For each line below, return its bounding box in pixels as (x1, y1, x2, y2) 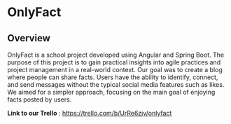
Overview (7, 32, 51, 44)
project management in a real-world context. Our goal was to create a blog (7, 66, 223, 74)
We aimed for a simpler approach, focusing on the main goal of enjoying (7, 88, 216, 96)
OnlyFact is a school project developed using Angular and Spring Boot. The (7, 50, 225, 59)
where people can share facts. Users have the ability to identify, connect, (7, 73, 218, 81)
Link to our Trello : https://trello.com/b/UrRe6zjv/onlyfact (7, 109, 172, 117)
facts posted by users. (7, 95, 72, 104)
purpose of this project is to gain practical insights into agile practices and (7, 58, 221, 67)
